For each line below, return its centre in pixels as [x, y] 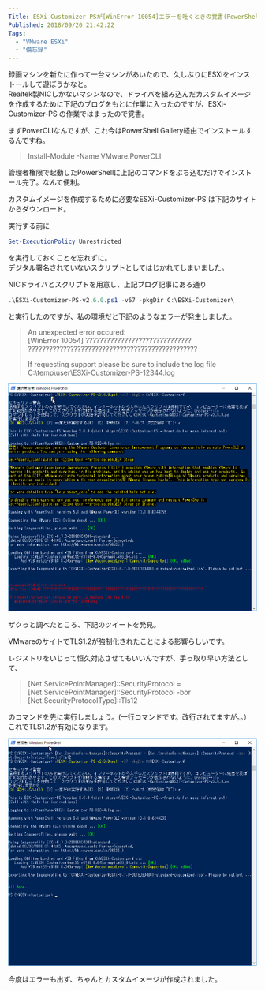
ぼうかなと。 [70, 84]
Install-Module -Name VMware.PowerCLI [94, 156]
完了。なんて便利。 [53, 182]
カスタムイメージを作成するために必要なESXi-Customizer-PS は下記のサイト [132, 199]
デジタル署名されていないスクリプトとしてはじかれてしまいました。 [118, 267]
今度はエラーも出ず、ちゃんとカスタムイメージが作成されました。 [115, 979]
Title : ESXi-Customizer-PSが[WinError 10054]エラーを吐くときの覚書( [118, 17]
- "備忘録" [31, 50]
